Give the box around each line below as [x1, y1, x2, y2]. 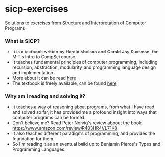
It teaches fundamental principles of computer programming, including [12, 59, 158, 65]
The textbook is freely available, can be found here [12, 80, 117, 86]
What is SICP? [5, 37, 40, 44]
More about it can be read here [12, 75, 76, 81]
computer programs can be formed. [12, 114, 86, 120]
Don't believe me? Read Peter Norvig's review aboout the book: [12, 120, 143, 126]
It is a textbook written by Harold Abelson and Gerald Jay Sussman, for [12, 49, 158, 55]
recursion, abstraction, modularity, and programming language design [12, 64, 156, 70]
